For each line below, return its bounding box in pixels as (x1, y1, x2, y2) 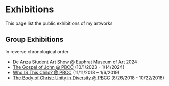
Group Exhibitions (5, 35, 64, 44)
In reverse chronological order (5, 48, 69, 54)
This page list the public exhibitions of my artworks (5, 20, 113, 26)
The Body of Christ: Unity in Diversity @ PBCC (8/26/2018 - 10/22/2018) (12, 75, 164, 81)
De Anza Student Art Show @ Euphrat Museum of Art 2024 (12, 59, 137, 65)
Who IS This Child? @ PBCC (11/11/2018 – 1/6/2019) (12, 69, 120, 75)
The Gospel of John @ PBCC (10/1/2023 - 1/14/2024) (12, 64, 125, 70)
